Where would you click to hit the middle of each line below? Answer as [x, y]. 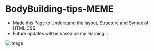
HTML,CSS [24, 28]
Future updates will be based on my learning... [60, 33]
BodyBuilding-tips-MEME [59, 9]
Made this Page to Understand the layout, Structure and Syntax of [81, 23]
